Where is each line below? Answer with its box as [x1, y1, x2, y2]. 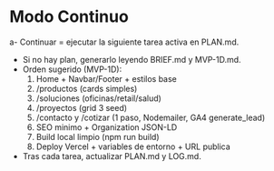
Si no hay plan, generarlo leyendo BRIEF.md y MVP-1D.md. [22, 54, 242, 65]
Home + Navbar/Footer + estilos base [35, 73, 177, 84]
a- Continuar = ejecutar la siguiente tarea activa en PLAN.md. [9, 36, 240, 47]
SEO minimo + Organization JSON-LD [35, 121, 178, 133]
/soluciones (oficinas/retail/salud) [35, 93, 161, 104]
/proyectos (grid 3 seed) [35, 102, 128, 113]
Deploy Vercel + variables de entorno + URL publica [35, 141, 231, 152]
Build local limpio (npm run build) [35, 131, 160, 142]
